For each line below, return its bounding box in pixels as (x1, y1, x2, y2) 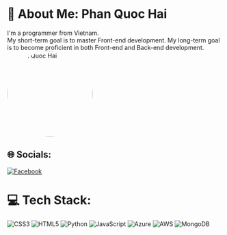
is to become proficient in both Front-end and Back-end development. (7, 43, 204, 51)
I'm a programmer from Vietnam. (7, 29, 99, 37)
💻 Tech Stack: (7, 192, 92, 208)
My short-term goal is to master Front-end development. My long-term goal (7, 36, 220, 44)
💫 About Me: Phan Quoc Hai (7, 6, 168, 22)
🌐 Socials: (7, 149, 52, 160)
